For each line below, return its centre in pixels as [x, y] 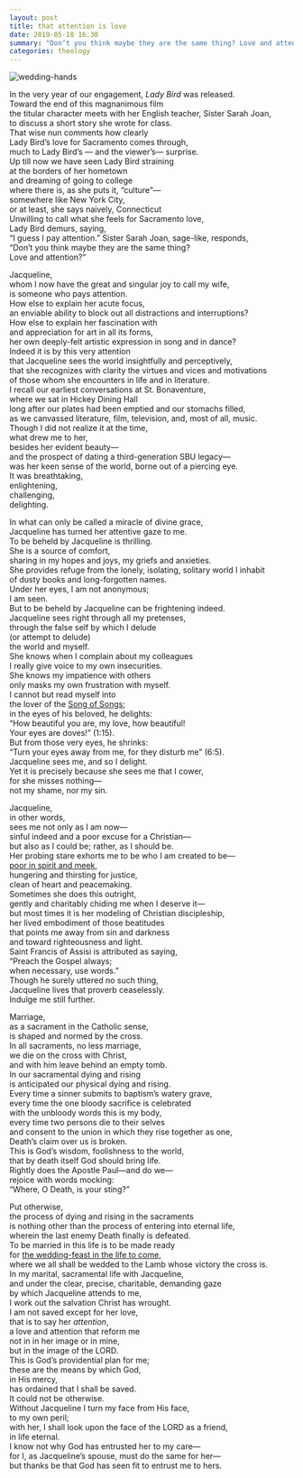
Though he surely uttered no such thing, [84, 980]
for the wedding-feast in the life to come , [86, 1255]
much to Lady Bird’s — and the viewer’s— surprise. [104, 152]
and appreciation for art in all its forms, [81, 332]
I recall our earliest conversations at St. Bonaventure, [108, 390]
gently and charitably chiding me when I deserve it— [107, 904]
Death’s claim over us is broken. [69, 1142]
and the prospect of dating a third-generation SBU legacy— [120, 457]
